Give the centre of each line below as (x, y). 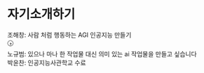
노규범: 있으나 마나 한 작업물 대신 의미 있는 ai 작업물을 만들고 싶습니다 (102, 54)
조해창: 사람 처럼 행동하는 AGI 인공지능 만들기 (69, 35)
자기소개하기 (41, 14)
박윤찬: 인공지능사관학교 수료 (47, 63)
